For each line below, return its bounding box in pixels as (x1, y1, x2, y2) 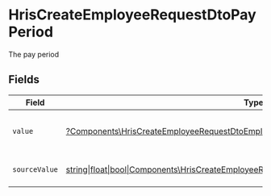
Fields (8, 73, 40, 86)
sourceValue (12, 165, 59, 174)
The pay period (8, 49, 60, 59)
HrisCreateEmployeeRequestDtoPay (8, 6, 256, 24)
